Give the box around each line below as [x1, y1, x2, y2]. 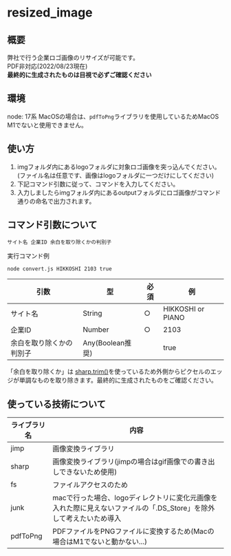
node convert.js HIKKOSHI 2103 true [7, 266, 112, 272]
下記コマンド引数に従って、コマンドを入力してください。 [16, 180, 179, 188]
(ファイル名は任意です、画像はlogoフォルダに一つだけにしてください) [16, 171, 214, 180]
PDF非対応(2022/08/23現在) [7, 62, 88, 70]
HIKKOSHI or [162, 304, 205, 314]
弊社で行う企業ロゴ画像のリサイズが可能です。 [7, 54, 140, 61]
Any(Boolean [82, 339, 125, 348]
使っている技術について [7, 398, 107, 410]
